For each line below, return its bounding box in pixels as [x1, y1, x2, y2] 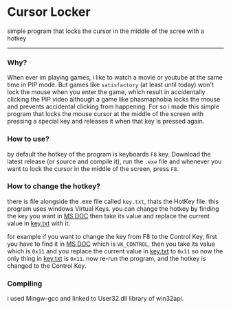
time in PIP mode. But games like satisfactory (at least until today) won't [7, 80, 214, 89]
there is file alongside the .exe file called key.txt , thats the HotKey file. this [7, 197, 219, 205]
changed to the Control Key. [7, 262, 87, 270]
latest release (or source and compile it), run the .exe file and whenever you [7, 157, 222, 165]
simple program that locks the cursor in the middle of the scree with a [7, 27, 205, 35]
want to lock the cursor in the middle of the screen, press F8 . [7, 164, 179, 172]
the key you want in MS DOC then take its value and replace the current [7, 211, 210, 220]
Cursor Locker [7, 4, 91, 20]
